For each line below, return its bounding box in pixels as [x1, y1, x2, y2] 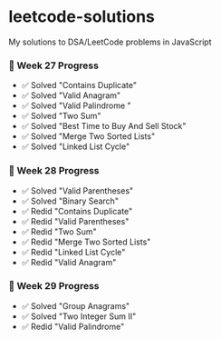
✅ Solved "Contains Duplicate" [21, 80, 138, 91]
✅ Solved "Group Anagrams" [21, 300, 130, 311]
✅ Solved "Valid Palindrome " [21, 100, 132, 111]
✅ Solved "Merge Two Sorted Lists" [21, 131, 156, 142]
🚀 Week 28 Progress [8, 165, 101, 177]
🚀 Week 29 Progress [8, 280, 100, 293]
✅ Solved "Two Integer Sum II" [21, 311, 137, 322]
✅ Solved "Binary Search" [21, 195, 120, 206]
